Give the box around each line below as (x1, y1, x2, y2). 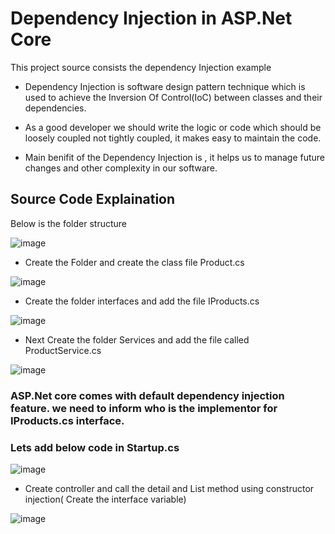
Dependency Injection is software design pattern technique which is (24, 80, 306, 92)
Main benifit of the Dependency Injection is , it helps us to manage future (24, 151, 325, 163)
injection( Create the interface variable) (24, 493, 187, 505)
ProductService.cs (24, 344, 102, 356)
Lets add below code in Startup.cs (10, 440, 180, 454)
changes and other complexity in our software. (24, 162, 218, 174)
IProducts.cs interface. (10, 413, 125, 427)
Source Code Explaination (10, 191, 176, 208)
